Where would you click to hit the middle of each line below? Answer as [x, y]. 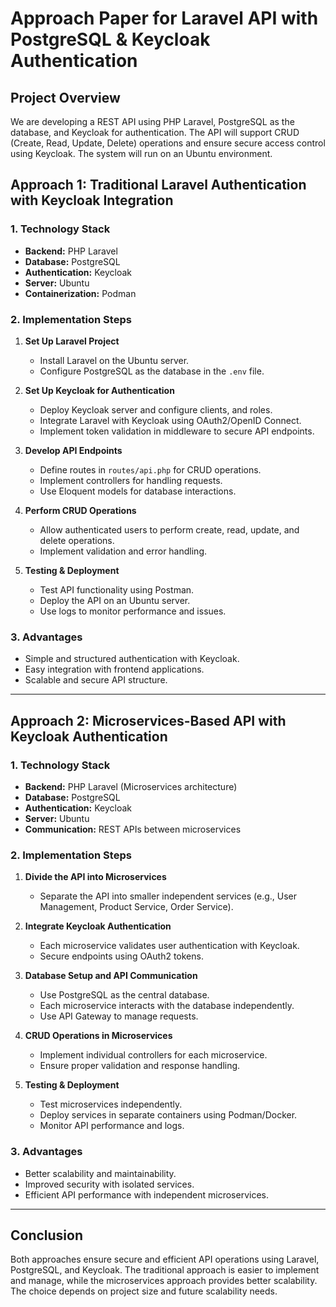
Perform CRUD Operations [80, 510]
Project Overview [65, 97]
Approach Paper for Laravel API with [164, 18]
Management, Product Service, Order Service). [136, 907]
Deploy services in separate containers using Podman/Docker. [168, 1115]
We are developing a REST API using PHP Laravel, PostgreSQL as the [152, 121]
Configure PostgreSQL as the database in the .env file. [152, 371]
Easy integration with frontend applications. [114, 669]
